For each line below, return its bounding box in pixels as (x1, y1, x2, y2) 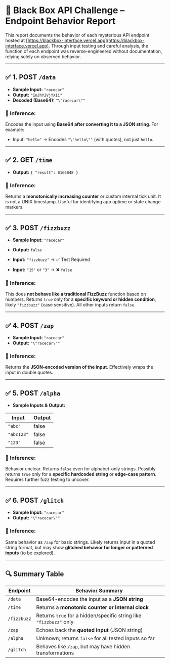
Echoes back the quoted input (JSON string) (36, 627, 143, 634)
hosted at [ (5, 37, 28, 43)
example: (5, 126, 24, 133)
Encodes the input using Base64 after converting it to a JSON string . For (5, 121, 158, 127)
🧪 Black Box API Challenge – (5, 5, 125, 16)
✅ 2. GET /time (5, 156, 53, 164)
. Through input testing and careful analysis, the (49, 42, 148, 49)
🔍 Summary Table (5, 569, 64, 578)
